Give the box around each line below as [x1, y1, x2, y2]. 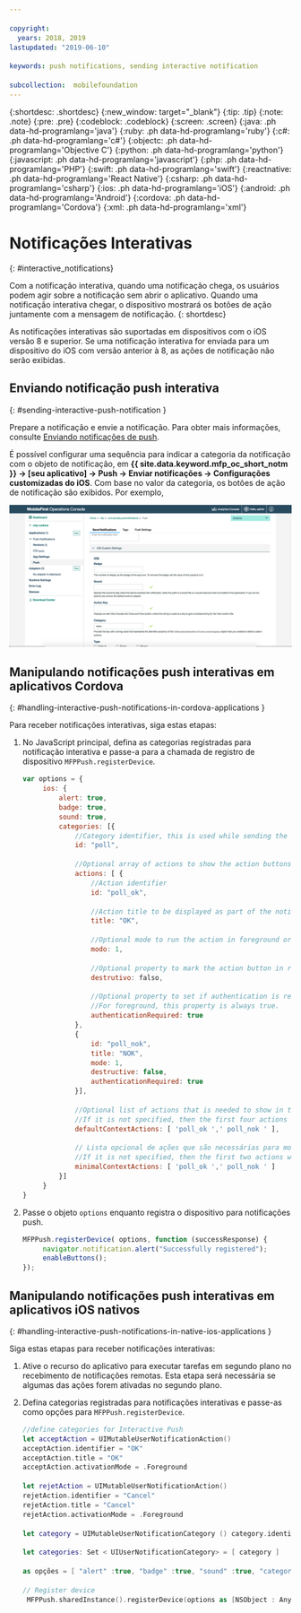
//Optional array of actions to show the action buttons [74, 860, 292, 869]
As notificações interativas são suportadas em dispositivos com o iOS [9, 325, 267, 336]
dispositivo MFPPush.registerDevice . [21, 756, 156, 767]
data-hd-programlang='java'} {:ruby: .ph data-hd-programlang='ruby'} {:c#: [9, 126, 290, 136]
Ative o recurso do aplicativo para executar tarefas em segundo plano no [21, 1360, 292, 1371]
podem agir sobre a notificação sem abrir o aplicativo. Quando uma [9, 290, 258, 300]
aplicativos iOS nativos [9, 1302, 141, 1317]
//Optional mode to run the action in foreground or [90, 935, 292, 945]
